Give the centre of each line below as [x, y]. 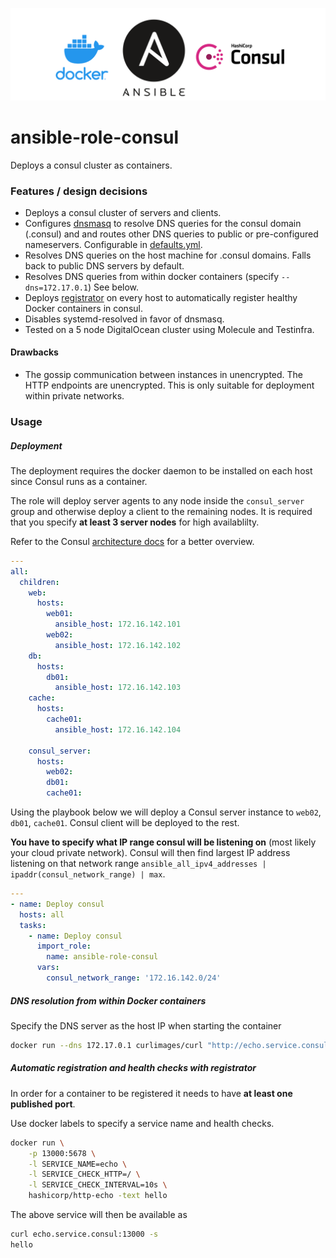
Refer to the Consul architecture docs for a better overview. [132, 541]
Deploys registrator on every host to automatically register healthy [161, 297]
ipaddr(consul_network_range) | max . [88, 874]
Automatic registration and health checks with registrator [133, 1068]
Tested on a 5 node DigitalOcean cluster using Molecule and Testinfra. [169, 329]
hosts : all [42, 914]
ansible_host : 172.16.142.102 [118, 645]
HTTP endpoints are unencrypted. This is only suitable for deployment [169, 385]
